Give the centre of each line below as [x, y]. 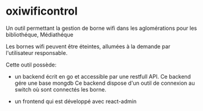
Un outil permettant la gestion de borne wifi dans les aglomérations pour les [101, 28]
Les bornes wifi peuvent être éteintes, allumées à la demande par [88, 46]
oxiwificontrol [42, 11]
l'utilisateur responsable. [37, 52]
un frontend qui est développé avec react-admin [76, 101]
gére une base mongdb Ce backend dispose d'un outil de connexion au [105, 83]
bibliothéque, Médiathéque [40, 34]
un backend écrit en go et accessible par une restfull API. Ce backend [102, 76]
